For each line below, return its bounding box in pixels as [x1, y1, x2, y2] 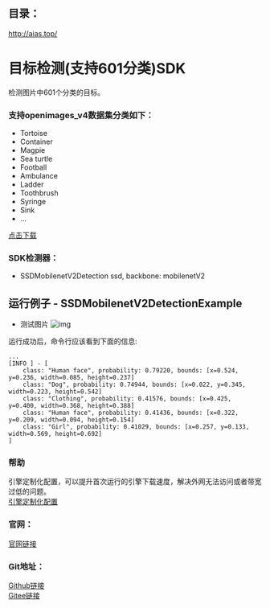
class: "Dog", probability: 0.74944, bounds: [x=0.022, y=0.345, [22, 380, 247, 389]
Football [19, 162, 47, 172]
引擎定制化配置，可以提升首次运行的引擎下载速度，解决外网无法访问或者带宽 [8, 477, 262, 487]
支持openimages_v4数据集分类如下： [8, 109, 154, 121]
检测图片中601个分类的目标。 [8, 87, 105, 97]
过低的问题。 [8, 487, 51, 496]
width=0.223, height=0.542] [8, 388, 103, 396]
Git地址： [8, 561, 45, 572]
